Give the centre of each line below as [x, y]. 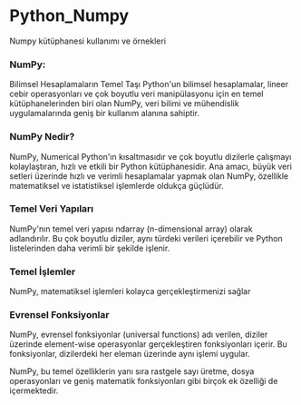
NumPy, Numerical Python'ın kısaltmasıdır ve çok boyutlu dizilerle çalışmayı [150, 156]
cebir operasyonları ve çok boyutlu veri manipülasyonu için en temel [136, 94]
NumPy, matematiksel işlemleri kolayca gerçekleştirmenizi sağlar [130, 291]
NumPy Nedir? [42, 137]
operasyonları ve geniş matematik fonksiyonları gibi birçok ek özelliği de [144, 381]
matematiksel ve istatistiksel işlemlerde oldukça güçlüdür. [117, 185]
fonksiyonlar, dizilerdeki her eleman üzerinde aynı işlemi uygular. [130, 354]
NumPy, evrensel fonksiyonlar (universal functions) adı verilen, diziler [139, 335]
